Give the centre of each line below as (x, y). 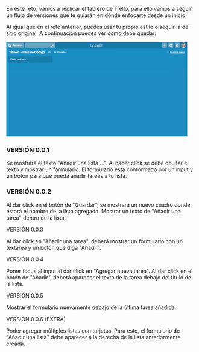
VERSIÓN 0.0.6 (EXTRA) (36, 319)
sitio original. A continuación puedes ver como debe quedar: (81, 33)
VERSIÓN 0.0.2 (29, 192)
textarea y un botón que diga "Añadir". (54, 247)
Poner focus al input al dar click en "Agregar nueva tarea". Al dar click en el (99, 271)
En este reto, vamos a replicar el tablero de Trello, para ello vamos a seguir (99, 9)
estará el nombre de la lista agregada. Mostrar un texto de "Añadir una (93, 211)
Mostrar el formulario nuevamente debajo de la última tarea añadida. (91, 307)
